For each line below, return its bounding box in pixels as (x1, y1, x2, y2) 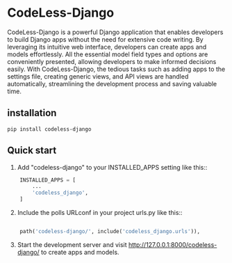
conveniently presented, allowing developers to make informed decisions (7, 57, 217, 65)
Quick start (7, 145, 57, 157)
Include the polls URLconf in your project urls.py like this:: (17, 209, 183, 217)
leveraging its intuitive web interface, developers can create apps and (7, 42, 207, 51)
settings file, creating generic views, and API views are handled (7, 72, 189, 81)
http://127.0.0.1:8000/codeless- (128, 240, 217, 248)
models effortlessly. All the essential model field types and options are (7, 50, 208, 58)
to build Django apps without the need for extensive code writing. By (7, 35, 204, 43)
